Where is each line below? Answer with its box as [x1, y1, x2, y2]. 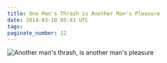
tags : [7, 23, 23, 30]
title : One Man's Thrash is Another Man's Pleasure [7, 10, 160, 17]
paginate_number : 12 [7, 29, 67, 37]
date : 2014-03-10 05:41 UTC [7, 17, 89, 24]
